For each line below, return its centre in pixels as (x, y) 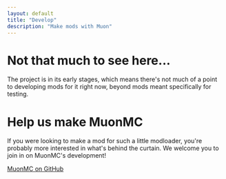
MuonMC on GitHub (35, 169)
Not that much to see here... (89, 60)
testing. (18, 94)
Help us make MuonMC (75, 122)
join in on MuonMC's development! (57, 156)
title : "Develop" (32, 20)
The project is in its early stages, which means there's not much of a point (112, 79)
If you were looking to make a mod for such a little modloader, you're (105, 141)
